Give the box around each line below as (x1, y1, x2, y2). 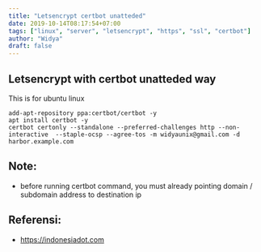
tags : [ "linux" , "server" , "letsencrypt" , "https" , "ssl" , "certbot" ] (8, 27, 251, 35)
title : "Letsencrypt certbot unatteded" (8, 11, 147, 20)
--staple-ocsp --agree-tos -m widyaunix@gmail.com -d (55, 130, 241, 139)
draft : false (8, 42, 53, 50)
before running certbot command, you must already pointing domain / (19, 181, 253, 190)
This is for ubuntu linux (8, 93, 85, 103)
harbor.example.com (8, 137, 74, 146)
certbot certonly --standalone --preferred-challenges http (8, 123, 216, 131)
